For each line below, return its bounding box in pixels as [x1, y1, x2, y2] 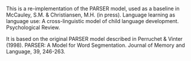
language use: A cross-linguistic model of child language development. [6, 18, 179, 24]
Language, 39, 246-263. [6, 48, 66, 55]
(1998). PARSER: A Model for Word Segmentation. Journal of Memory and [6, 41, 186, 49]
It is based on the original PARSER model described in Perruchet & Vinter [6, 36, 183, 42]
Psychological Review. [6, 24, 61, 31]
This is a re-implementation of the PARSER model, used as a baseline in [6, 5, 180, 12]
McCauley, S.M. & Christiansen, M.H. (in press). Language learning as [6, 11, 176, 18]
